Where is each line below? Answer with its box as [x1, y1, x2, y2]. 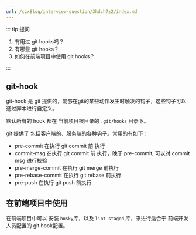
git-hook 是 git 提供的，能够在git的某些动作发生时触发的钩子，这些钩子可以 [6, 98, 187, 105]
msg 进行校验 [14, 157, 47, 164]
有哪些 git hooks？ [14, 45, 60, 52]
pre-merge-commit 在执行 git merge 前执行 [14, 164, 119, 172]
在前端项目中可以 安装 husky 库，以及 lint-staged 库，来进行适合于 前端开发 [6, 215, 189, 222]
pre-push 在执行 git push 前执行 [14, 179, 92, 186]
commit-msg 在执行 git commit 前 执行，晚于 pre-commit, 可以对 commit [14, 150, 190, 157]
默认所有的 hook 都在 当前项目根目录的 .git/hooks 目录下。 [6, 117, 149, 125]
